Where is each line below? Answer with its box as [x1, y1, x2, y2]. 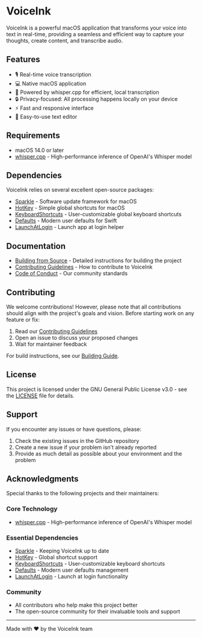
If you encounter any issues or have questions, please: [6, 425, 142, 433]
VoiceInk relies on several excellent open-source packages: [6, 186, 155, 193]
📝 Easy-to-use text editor [14, 113, 78, 120]
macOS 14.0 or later [14, 146, 64, 154]
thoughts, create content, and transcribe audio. [6, 37, 123, 44]
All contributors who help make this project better [14, 601, 138, 609]
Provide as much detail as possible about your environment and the [14, 450, 182, 457]
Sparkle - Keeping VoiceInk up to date [14, 547, 109, 555]
